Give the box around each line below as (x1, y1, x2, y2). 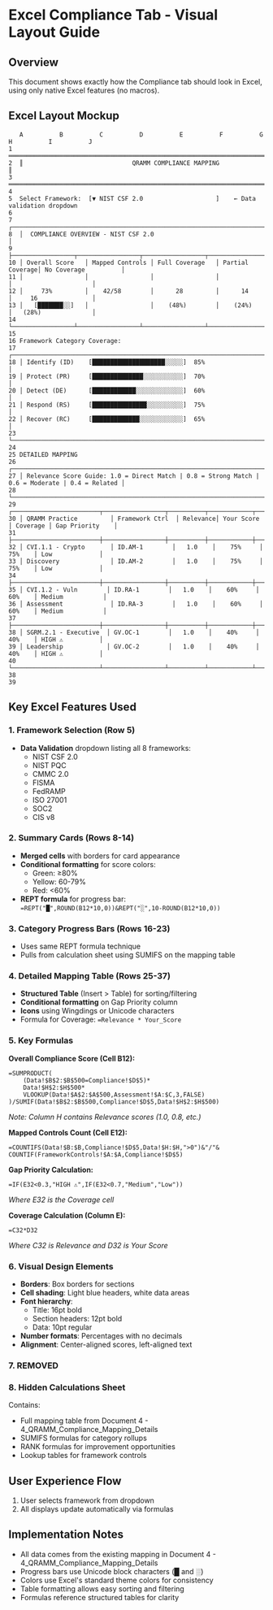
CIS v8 (32, 812, 55, 822)
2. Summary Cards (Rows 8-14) (8, 832, 135, 844)
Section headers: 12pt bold (32, 1313, 123, 1323)
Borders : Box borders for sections (19, 1278, 135, 1289)
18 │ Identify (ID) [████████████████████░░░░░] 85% (8, 358, 206, 367)
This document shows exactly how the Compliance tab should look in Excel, (8, 77, 262, 86)
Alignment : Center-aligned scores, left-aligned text (19, 1339, 193, 1349)
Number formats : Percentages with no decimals (19, 1330, 183, 1340)
